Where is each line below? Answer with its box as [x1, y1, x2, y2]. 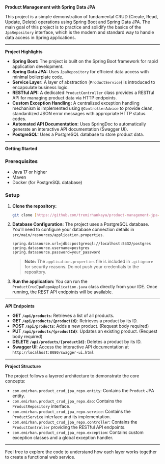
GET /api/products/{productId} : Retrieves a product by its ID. [12, 318, 138, 324]
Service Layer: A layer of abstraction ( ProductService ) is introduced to [12, 79, 156, 85]
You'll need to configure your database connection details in [12, 226, 135, 233]
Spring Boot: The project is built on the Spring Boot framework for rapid [12, 59, 158, 64]
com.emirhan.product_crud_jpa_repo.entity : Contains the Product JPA [12, 388, 155, 394]
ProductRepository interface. [12, 403, 71, 409]
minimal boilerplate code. [12, 74, 64, 80]
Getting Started [5, 146, 38, 152]
